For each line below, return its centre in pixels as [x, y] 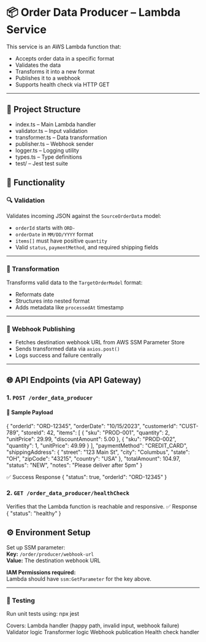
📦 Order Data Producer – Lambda [93, 13]
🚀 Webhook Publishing [41, 329]
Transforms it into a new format [55, 71]
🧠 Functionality [36, 183]
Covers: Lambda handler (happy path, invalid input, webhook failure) [93, 625]
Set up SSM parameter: [36, 547]
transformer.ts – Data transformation [61, 137]
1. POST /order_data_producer [50, 398]
